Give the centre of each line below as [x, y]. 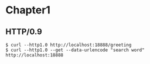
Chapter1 [28, 10]
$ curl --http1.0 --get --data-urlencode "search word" [75, 50]
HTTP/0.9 [24, 32]
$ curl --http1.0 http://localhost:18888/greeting [69, 45]
